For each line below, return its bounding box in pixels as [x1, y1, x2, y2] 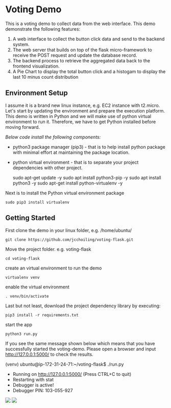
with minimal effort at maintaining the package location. [12, 149, 130, 155]
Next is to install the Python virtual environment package [5, 190, 125, 196]
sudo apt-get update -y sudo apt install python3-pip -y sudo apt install [12, 174, 162, 180]
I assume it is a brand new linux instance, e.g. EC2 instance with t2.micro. [5, 102, 160, 108]
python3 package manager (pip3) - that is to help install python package [12, 144, 166, 150]
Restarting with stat [12, 376, 54, 382]
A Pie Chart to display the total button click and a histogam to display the [12, 68, 166, 75]
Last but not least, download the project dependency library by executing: [5, 303, 161, 309]
